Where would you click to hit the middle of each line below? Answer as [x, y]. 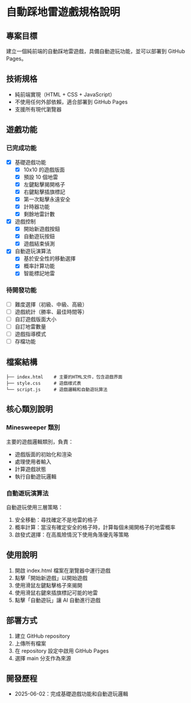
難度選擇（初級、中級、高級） [51, 304]
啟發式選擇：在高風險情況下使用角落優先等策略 [72, 534]
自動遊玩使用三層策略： [35, 507]
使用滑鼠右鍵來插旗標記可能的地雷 [56, 592]
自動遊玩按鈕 [39, 236]
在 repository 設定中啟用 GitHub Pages [62, 651]
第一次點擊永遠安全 [47, 199]
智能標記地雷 [39, 274]
